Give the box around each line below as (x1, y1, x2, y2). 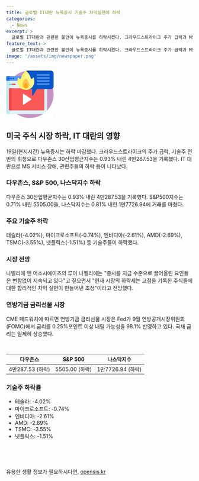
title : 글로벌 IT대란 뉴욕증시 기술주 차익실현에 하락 (6, 9, 121, 15)
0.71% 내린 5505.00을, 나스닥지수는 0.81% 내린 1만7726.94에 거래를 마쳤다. (6, 201, 184, 208)
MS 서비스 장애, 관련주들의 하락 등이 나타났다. (21, 163, 128, 170)
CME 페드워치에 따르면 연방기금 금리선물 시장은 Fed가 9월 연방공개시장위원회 (6, 315, 185, 322)
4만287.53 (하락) (8, 366, 50, 373)
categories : (6, 15, 36, 22)
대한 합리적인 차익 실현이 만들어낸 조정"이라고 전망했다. (6, 285, 134, 292)
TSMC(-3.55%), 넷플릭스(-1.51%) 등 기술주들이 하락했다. (6, 239, 139, 246)
